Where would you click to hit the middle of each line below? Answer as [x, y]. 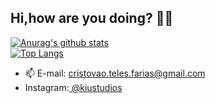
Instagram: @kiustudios [73, 87]
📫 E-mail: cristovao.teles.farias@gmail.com [115, 73]
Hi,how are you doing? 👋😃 [92, 18]
